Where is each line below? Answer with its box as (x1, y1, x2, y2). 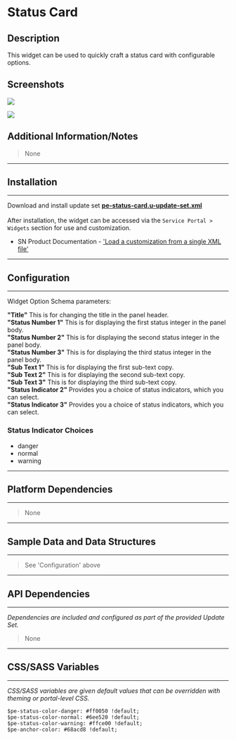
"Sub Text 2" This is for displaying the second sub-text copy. (7, 371, 185, 379)
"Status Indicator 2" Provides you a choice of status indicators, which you (7, 385, 223, 394)
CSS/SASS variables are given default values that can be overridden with (7, 687, 221, 695)
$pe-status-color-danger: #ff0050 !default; (7, 708, 140, 715)
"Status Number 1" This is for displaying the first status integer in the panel (7, 318, 226, 327)
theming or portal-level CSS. (7, 694, 90, 702)
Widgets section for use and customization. (7, 224, 131, 232)
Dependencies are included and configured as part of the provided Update (7, 613, 225, 621)
